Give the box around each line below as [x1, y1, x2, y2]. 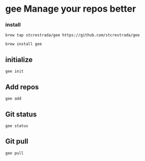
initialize [5, 55, 33, 64]
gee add [5, 96, 22, 102]
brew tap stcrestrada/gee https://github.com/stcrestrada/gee [5, 33, 140, 38]
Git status [5, 110, 37, 118]
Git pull [5, 137, 28, 146]
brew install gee [5, 42, 42, 47]
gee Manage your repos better [5, 3, 136, 15]
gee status [5, 123, 28, 128]
